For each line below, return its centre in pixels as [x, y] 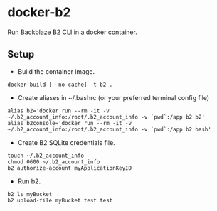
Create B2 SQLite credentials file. [66, 142]
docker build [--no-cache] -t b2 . [60, 85]
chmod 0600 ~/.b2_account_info [54, 162]
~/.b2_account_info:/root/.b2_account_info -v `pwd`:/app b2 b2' [106, 117]
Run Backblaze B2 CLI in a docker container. [72, 32]
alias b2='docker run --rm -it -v [59, 111]
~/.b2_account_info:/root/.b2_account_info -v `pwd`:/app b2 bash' [110, 129]
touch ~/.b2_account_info [46, 156]
